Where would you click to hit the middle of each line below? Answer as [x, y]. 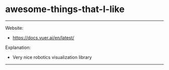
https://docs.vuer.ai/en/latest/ [43, 38]
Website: [14, 28]
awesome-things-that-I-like [65, 9]
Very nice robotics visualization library [52, 57]
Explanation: [18, 47]
